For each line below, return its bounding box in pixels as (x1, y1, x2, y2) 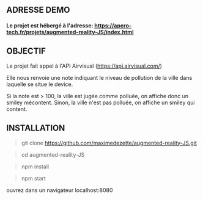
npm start (21, 174, 46, 182)
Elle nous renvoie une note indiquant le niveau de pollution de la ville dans (6, 74, 193, 81)
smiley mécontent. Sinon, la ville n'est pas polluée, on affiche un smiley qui (6, 99, 195, 106)
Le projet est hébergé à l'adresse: (6, 21, 94, 29)
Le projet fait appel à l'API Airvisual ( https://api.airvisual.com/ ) (6, 62, 162, 70)
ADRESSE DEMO (6, 5, 70, 15)
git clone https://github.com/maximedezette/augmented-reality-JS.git (21, 139, 197, 146)
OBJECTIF (6, 46, 46, 57)
